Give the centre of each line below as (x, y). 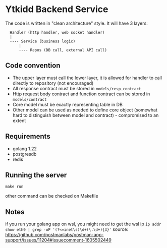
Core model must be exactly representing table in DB (67, 104)
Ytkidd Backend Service (57, 9)
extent (19, 120)
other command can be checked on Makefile (52, 196)
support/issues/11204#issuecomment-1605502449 (59, 240)
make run (14, 187)
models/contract (30, 99)
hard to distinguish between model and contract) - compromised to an (86, 115)
